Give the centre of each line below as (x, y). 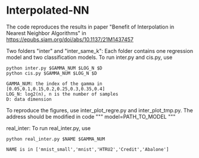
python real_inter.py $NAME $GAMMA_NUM (56, 139)
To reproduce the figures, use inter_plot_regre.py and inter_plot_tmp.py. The (100, 110)
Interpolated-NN (48, 10)
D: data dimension (29, 99)
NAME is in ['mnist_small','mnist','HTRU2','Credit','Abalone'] (88, 149)
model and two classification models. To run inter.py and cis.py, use (89, 57)
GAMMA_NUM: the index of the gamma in (54, 84)
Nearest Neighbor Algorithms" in (46, 33)
